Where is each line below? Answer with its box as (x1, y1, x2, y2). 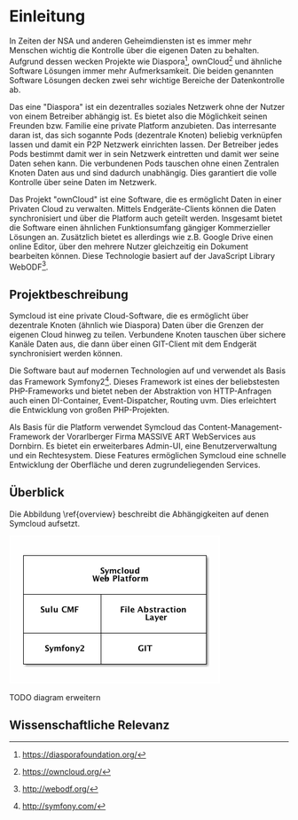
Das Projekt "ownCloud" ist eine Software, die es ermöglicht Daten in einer (9, 193, 282, 205)
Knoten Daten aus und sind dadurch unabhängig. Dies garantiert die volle (9, 167, 278, 178)
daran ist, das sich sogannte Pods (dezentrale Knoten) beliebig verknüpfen (9, 129, 283, 140)
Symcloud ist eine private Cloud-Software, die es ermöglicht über (9, 310, 249, 321)
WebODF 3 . (9, 260, 49, 272)
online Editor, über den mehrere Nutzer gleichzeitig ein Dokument (9, 241, 248, 252)
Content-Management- (198, 421, 283, 432)
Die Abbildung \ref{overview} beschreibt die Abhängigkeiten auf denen (9, 508, 269, 519)
